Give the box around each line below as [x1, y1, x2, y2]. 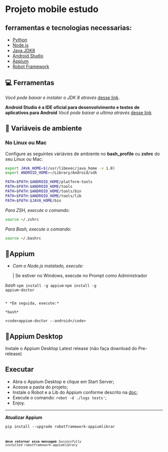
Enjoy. [12, 400, 25, 406]
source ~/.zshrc [5, 217, 39, 222]
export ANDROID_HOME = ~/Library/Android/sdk [5, 170, 97, 175]
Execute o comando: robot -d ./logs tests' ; [12, 394, 107, 400]
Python [12, 37, 27, 43]
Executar [5, 365, 34, 374]
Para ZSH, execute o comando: [5, 207, 70, 213]
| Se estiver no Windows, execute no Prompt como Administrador [12, 273, 147, 279]
